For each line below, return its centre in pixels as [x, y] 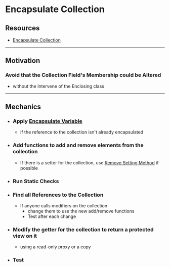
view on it [25, 236]
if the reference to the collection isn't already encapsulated [82, 132]
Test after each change [52, 216]
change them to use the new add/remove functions [81, 211]
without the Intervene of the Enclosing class [58, 86]
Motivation [23, 61]
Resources [23, 28]
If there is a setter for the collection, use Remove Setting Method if [89, 162]
